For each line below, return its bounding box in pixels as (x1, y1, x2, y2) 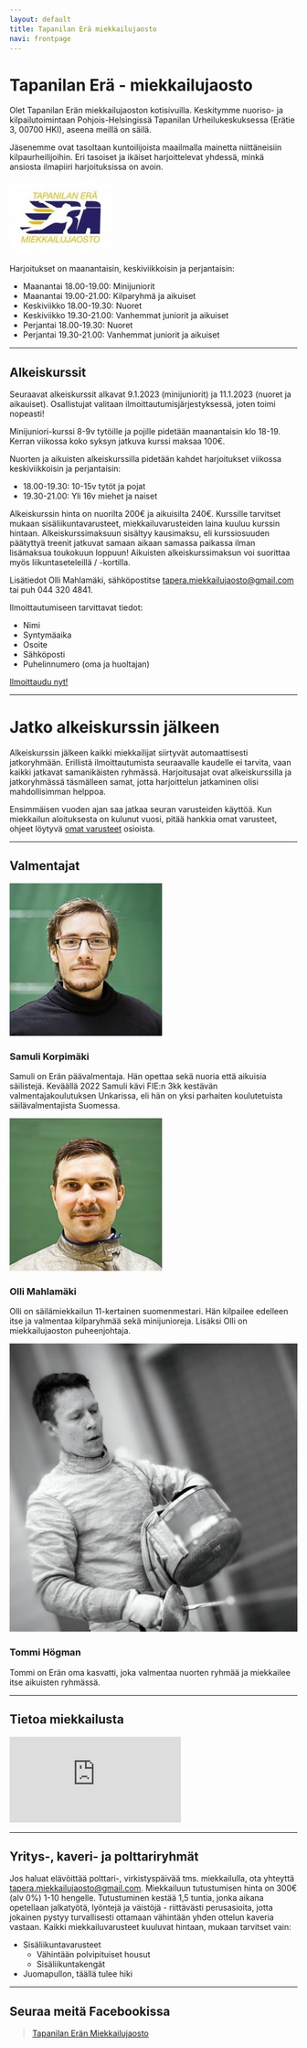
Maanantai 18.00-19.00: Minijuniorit (22, 281, 155, 292)
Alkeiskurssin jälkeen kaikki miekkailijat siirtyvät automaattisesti (9, 747, 249, 758)
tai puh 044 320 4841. (9, 584, 93, 595)
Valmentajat (9, 858, 80, 874)
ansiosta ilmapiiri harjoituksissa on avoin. (9, 161, 164, 173)
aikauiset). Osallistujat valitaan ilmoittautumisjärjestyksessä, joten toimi (9, 399, 276, 410)
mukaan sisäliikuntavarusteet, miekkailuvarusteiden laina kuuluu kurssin (9, 518, 281, 530)
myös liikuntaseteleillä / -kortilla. (9, 557, 131, 568)
